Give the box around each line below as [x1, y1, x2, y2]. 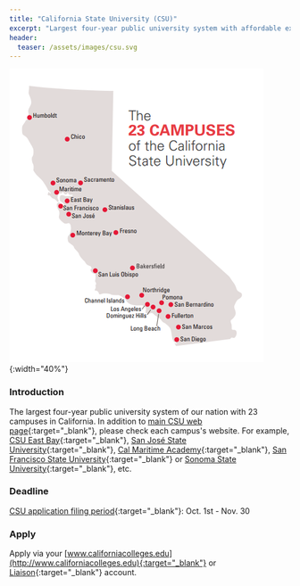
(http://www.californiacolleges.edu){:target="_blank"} [9, 557, 207, 568]
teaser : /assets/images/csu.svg [17, 43, 138, 52]
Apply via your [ [9, 549, 68, 559]
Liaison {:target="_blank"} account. [9, 567, 137, 578]
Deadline [9, 485, 49, 498]
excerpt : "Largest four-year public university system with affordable [9, 23, 281, 33]
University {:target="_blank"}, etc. [9, 463, 132, 474]
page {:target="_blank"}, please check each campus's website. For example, [9, 425, 290, 436]
